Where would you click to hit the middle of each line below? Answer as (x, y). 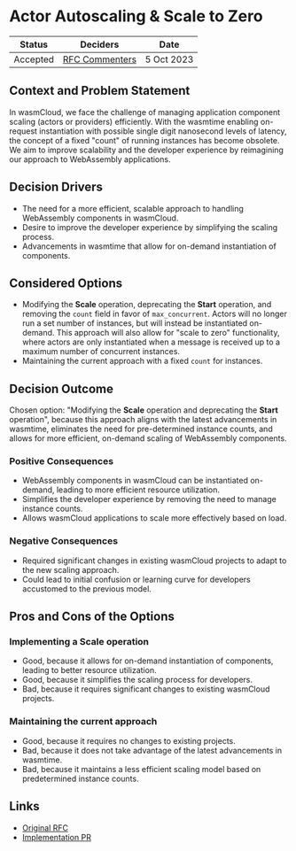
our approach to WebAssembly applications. (90, 159)
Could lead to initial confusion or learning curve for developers (136, 579)
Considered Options (66, 283)
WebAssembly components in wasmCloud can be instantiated (135, 481)
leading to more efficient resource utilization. (138, 490)
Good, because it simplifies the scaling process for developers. (137, 680)
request (23, 131)
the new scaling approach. (70, 569)
